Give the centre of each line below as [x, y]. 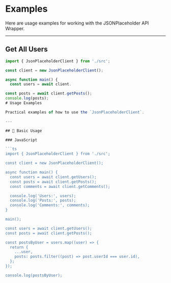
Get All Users [26, 49]
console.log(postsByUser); [34, 275]
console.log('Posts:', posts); [43, 201]
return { [19, 247]
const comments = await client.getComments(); [60, 186]
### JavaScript [21, 140]
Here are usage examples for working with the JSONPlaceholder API [77, 23]
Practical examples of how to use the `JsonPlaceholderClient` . [75, 112]
